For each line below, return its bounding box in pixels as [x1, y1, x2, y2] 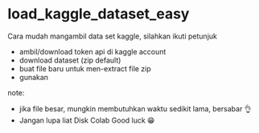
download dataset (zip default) [18, 55, 121, 65]
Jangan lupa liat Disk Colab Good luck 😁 [18, 115, 155, 125]
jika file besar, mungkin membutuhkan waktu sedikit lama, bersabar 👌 [18, 103, 252, 113]
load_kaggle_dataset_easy [7, 5, 190, 23]
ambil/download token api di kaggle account [18, 46, 166, 56]
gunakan [18, 72, 49, 82]
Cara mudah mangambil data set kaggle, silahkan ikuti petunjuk [7, 31, 218, 41]
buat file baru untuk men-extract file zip [18, 63, 152, 73]
